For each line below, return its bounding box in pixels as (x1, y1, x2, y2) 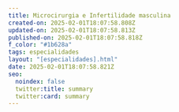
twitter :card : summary (15, 92, 90, 100)
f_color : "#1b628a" (8, 41, 73, 49)
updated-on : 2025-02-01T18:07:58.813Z (8, 26, 136, 34)
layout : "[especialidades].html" (8, 56, 118, 64)
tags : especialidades (8, 48, 80, 56)
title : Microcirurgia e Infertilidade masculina (8, 11, 171, 20)
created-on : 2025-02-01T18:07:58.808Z (8, 19, 136, 27)
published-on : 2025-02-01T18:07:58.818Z (8, 33, 144, 42)
